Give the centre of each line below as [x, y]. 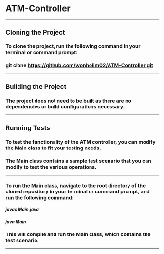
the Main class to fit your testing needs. [53, 148]
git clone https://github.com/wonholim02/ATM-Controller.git [79, 65]
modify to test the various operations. [51, 167]
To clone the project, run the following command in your [73, 46]
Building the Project [36, 87]
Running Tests [28, 128]
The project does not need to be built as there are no [69, 101]
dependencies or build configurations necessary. [65, 106]
